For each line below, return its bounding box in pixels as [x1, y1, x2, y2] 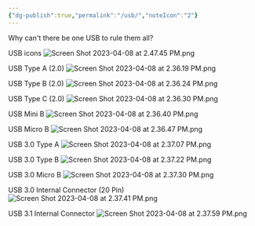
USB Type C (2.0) [8, 93, 65, 103]
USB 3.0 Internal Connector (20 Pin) [8, 185, 125, 195]
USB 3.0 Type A [8, 139, 60, 149]
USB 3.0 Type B [8, 155, 60, 164]
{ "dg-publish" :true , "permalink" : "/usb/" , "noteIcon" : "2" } [8, 11, 199, 20]
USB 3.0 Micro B [8, 169, 61, 179]
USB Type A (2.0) [8, 64, 65, 73]
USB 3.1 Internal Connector [8, 209, 96, 218]
